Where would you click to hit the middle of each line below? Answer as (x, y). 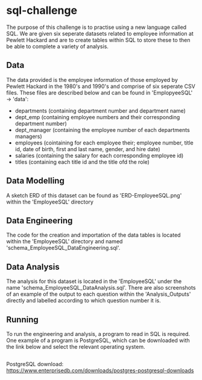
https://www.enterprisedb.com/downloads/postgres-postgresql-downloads (100, 370)
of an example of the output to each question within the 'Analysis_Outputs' (99, 294)
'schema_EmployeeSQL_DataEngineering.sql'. (63, 248)
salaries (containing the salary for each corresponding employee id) (99, 155)
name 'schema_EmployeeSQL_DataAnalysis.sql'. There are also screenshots (101, 288)
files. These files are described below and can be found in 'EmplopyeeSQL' (99, 92)
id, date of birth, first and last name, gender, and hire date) (88, 149)
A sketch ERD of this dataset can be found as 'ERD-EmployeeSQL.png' (94, 195)
